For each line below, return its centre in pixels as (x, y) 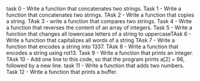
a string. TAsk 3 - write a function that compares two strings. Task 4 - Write (99, 21)
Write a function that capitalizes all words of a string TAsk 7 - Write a (90, 40)
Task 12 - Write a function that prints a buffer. (62, 72)
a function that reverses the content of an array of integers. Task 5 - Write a (99, 27)
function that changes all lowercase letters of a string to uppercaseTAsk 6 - (99, 34)
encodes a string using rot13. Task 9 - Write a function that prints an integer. (100, 53)
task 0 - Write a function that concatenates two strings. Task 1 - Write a (94, 9)
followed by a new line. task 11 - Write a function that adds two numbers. (95, 66)
